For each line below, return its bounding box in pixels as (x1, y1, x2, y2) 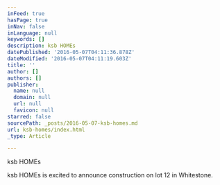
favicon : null (13, 107, 54, 114)
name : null (13, 87, 45, 94)
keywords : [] (7, 36, 45, 43)
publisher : (7, 81, 39, 88)
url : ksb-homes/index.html (7, 126, 85, 133)
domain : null (13, 94, 51, 101)
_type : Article (7, 132, 51, 139)
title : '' (7, 62, 36, 69)
